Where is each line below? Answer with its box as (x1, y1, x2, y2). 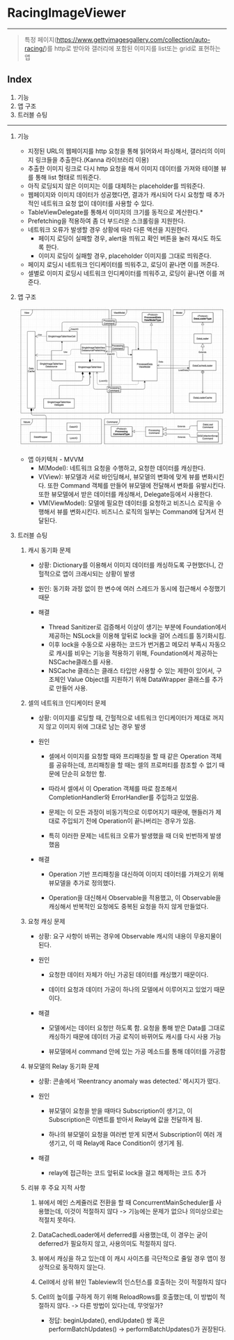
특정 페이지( (24, 35, 57, 43)
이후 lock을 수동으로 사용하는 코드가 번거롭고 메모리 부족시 (48, 641, 208, 649)
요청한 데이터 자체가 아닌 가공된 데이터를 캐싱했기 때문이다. (48, 970, 209, 979)
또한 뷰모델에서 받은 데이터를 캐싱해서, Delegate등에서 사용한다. (38, 490, 213, 499)
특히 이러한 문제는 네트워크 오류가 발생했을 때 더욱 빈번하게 (48, 831, 209, 840)
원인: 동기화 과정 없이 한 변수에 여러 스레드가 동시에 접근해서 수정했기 (38, 585, 226, 593)
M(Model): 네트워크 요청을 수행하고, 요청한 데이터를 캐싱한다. (38, 464, 205, 472)
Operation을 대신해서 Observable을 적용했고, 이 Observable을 (48, 894, 221, 902)
